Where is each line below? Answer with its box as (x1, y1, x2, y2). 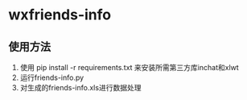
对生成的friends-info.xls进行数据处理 (19, 83, 142, 92)
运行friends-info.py (19, 73, 84, 82)
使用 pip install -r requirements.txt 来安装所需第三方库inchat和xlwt (19, 63, 239, 72)
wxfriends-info (8, 6, 111, 24)
